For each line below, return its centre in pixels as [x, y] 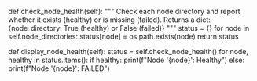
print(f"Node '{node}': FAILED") [59, 68]
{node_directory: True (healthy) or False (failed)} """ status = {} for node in [129, 28]
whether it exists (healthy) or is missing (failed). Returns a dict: [109, 20]
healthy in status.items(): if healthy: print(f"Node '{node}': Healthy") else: [127, 60]
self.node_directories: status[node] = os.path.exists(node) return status [123, 36]
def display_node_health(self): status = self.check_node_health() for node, [128, 52]
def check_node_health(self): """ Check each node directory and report [124, 11]
